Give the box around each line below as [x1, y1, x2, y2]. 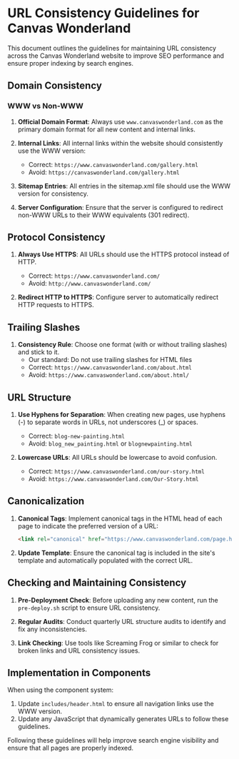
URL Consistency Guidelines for [7, 5, 200, 21]
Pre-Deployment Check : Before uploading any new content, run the [17, 595, 219, 604]
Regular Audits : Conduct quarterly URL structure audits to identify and [17, 617, 226, 625]
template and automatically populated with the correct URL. [17, 556, 193, 565]
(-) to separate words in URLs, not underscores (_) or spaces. [17, 418, 198, 426]
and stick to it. [17, 348, 60, 356]
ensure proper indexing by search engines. [7, 59, 134, 67]
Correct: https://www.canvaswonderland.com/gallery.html [28, 160, 198, 169]
